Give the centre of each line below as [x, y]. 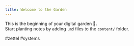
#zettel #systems [23, 38]
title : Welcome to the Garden [36, 10]
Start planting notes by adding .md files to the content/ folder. [67, 29]
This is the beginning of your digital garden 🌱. [51, 23]
